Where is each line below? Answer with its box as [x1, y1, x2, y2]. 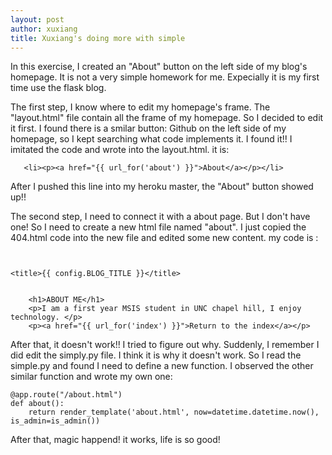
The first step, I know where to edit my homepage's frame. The [10, 101, 271, 113]
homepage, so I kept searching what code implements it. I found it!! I [10, 133, 293, 145]
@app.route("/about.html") [10, 390, 123, 400]
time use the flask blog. [10, 82, 107, 94]
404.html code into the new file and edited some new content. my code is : [10, 232, 319, 244]
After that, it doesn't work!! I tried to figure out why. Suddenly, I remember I [10, 339, 320, 351]
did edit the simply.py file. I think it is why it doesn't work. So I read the [10, 349, 302, 361]
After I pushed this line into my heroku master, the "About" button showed [10, 181, 314, 193]
